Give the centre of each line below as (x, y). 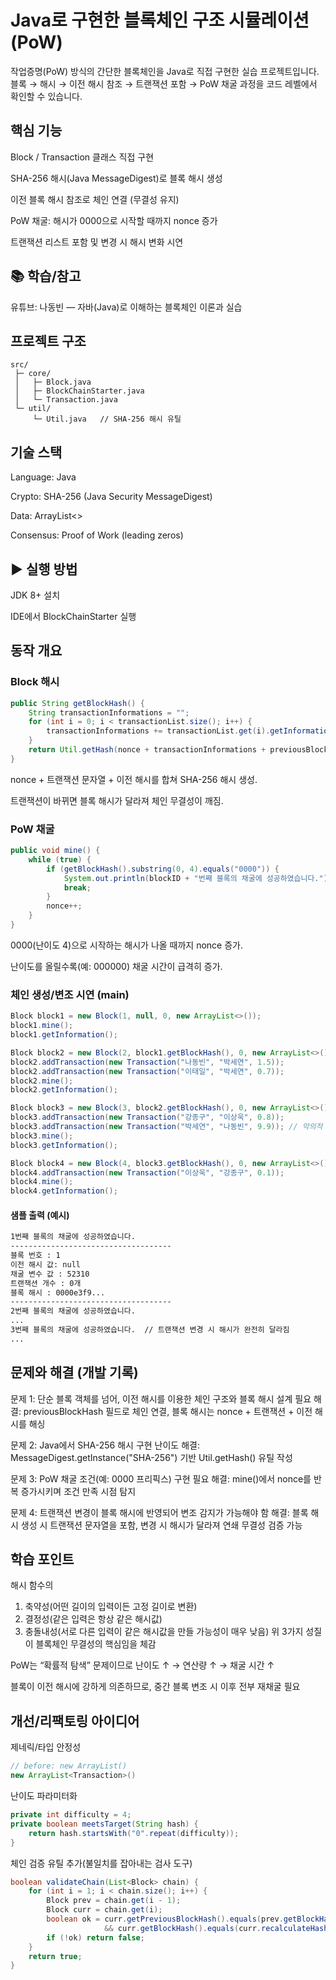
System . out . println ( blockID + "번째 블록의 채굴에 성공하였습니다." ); (198, 878)
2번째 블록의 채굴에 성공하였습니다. (73, 1311)
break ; (77, 887)
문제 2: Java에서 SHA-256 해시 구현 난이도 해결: (105, 1445)
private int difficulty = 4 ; (71, 1815)
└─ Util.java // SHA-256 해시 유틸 (107, 419)
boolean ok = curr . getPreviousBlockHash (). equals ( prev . (165, 1919)
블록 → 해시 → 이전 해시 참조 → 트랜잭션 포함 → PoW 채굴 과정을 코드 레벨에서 (164, 83)
